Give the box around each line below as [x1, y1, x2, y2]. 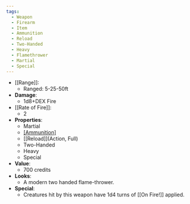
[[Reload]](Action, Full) [23, 135, 78, 142]
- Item [11, 25, 27, 31]
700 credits [23, 166, 51, 174]
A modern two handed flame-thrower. [23, 179, 115, 186]
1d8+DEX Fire [23, 98, 57, 105]
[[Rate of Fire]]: [14, 104, 51, 111]
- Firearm [11, 19, 35, 25]
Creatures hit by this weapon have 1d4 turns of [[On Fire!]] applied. [23, 191, 185, 198]
